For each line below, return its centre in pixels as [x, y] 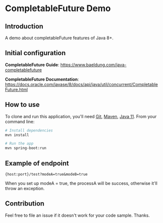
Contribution [25, 204]
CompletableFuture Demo [58, 8]
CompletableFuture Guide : [32, 65]
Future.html [16, 89]
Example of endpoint [37, 163]
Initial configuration [35, 53]
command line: [20, 121]
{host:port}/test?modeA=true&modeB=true [47, 174]
